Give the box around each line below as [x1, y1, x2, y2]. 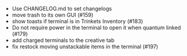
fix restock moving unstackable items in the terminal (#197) [11, 43, 158, 50]
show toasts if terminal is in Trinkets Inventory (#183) [11, 18, 143, 24]
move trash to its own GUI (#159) [11, 11, 94, 18]
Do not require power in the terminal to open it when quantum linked [11, 24, 182, 31]
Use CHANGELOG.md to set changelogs [11, 5, 112, 12]
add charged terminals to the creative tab [11, 37, 115, 43]
